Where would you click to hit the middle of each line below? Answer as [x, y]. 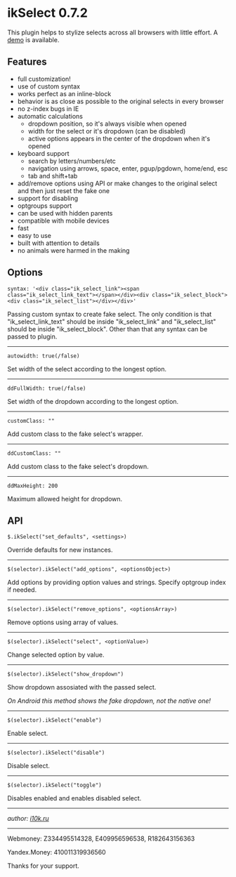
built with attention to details [58, 243]
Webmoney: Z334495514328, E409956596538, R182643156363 [101, 839]
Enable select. [28, 733]
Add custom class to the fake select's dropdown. [78, 466]
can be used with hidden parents [65, 213]
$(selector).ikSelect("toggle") [54, 785]
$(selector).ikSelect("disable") [56, 753]
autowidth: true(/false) [44, 356]
